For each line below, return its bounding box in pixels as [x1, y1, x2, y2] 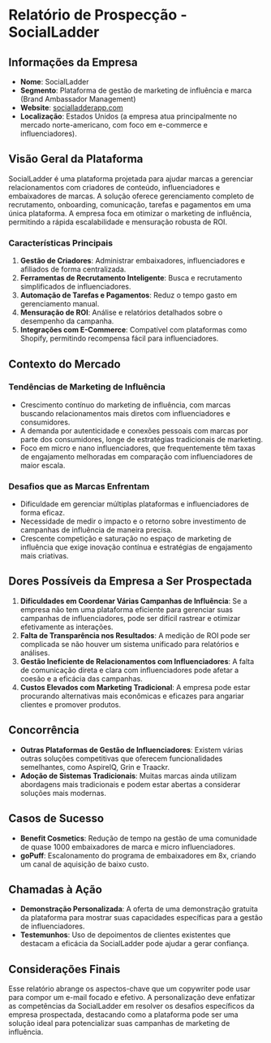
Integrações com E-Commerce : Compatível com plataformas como [19, 325, 247, 335]
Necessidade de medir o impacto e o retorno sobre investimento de [19, 516, 247, 526]
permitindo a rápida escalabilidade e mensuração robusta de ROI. [8, 217, 228, 227]
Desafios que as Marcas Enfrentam [8, 480, 150, 492]
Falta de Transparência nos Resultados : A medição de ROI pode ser [19, 630, 251, 640]
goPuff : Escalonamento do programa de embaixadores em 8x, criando [19, 850, 257, 860]
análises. [19, 648, 50, 658]
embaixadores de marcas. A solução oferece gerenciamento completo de [8, 191, 254, 201]
